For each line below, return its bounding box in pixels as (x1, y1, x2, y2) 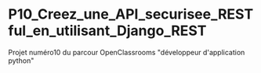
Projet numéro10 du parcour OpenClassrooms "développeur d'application (8, 47, 245, 57)
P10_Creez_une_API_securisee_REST (8, 5, 254, 23)
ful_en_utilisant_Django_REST (8, 22, 207, 40)
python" (8, 56, 34, 65)
